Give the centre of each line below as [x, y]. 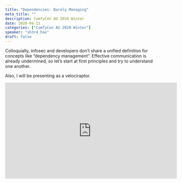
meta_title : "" [21, 14]
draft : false [18, 37]
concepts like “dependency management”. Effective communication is [76, 56]
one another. [18, 66]
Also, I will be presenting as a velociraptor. [48, 76]
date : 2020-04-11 [23, 23]
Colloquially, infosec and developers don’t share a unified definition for [77, 51]
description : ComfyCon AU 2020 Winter [45, 19]
